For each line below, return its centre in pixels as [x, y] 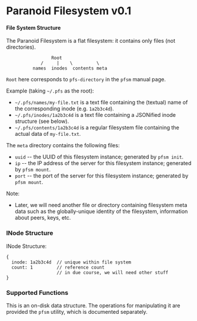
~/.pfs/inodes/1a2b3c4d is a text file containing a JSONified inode [95, 115]
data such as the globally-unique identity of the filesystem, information [101, 211]
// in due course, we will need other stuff [112, 272]
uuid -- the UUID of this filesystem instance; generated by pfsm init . [99, 157]
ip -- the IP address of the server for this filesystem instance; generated [103, 163]
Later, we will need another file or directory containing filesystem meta [101, 205]
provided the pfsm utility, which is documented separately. [77, 312]
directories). [21, 47]
